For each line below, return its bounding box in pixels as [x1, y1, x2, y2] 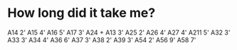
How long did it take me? [7, 5, 156, 21]
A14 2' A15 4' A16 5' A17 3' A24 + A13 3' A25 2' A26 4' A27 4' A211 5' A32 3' [7, 28, 231, 37]
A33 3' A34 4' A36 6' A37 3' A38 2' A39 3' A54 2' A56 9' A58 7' [7, 35, 196, 44]
